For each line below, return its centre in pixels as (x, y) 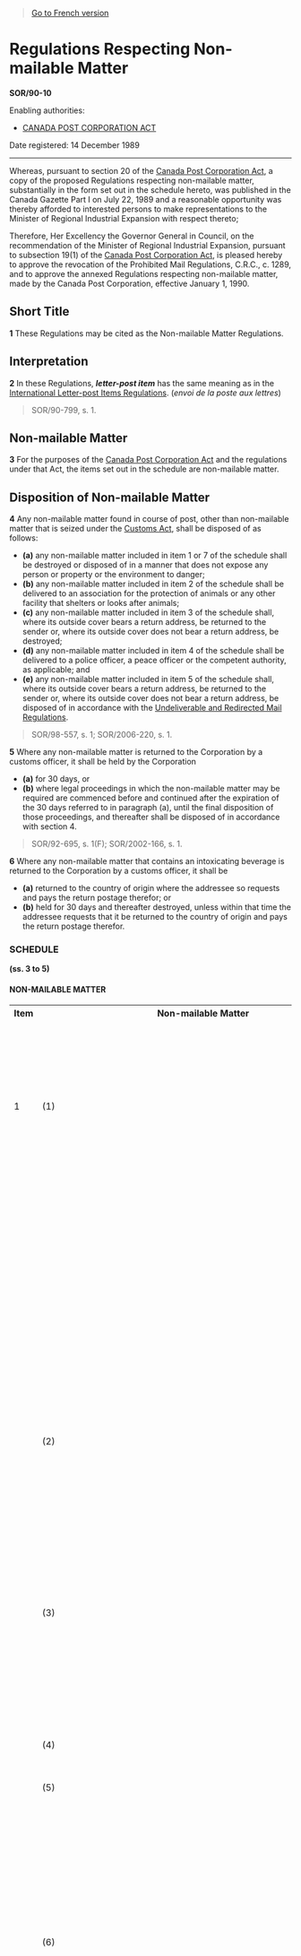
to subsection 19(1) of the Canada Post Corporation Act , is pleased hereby (146, 255)
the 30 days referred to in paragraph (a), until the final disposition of (148, 808)
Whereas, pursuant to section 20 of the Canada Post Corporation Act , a (141, 170)
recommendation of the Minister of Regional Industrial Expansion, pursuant (147, 245)
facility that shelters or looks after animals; (101, 603)
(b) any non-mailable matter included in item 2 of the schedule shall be (153, 584)
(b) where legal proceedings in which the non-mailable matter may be (151, 789)
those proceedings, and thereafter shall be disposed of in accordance (151, 817)
